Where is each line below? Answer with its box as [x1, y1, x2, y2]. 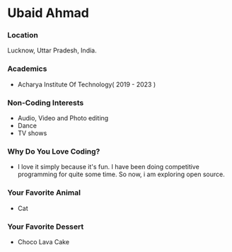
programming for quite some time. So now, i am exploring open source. [17, 170, 225, 178]
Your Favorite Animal [7, 188, 81, 197]
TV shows [17, 129, 47, 137]
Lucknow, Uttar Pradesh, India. [7, 46, 97, 55]
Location [7, 30, 39, 40]
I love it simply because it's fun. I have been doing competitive [17, 163, 199, 171]
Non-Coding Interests [7, 98, 84, 108]
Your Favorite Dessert [7, 222, 84, 231]
